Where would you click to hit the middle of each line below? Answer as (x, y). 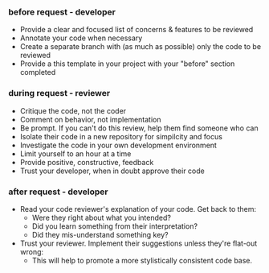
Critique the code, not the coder (73, 110)
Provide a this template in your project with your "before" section (127, 64)
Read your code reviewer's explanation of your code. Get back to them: (138, 209)
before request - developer (62, 12)
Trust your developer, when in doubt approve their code (112, 171)
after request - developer (58, 192)
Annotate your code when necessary (81, 38)
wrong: (32, 251)
